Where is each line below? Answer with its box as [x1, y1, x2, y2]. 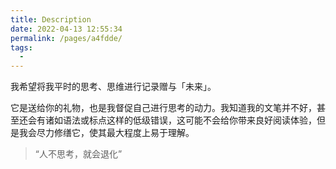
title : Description [10, 14, 92, 25]
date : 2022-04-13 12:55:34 [10, 24, 123, 34]
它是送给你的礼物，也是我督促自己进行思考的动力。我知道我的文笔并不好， [10, 102, 317, 114]
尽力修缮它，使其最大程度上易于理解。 [36, 127, 195, 139]
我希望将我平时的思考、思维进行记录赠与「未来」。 [10, 81, 217, 93]
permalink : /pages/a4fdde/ [10, 33, 123, 43]
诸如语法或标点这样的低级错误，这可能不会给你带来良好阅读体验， [44, 114, 317, 126]
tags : [10, 42, 33, 53]
